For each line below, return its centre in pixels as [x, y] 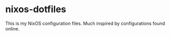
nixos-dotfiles [36, 9]
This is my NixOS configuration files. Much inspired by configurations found [85, 23]
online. [12, 28]
